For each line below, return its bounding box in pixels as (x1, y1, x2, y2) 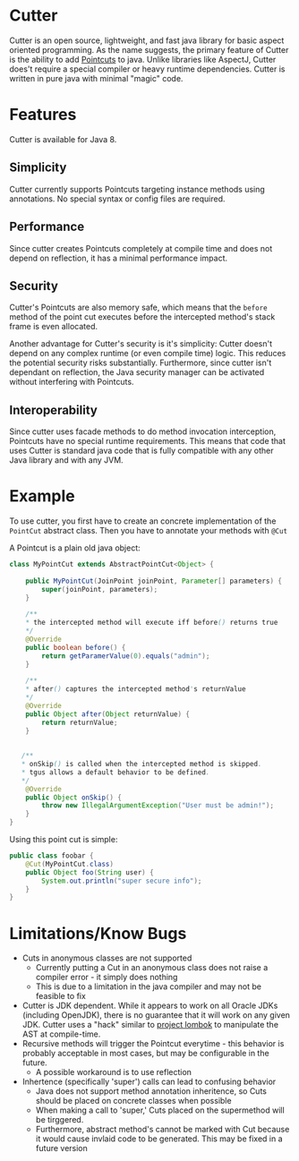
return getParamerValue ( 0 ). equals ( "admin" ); (41, 651, 210, 661)
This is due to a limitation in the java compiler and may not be (35, 981, 262, 992)
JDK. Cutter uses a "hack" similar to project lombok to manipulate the (21, 1020, 279, 1030)
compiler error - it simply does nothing (35, 972, 178, 983)
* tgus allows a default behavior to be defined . (21, 767, 210, 777)
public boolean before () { (25, 643, 126, 652)
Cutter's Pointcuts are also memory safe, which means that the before (9, 302, 268, 313)
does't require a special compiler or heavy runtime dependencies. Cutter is (9, 64, 286, 74)
